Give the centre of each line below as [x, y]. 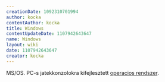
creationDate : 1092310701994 [42, 12]
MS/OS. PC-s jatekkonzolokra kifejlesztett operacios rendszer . [83, 72]
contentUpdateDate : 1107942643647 [49, 34]
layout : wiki [22, 45]
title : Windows [25, 28]
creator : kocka [25, 56]
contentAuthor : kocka [33, 23]
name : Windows [24, 39]
